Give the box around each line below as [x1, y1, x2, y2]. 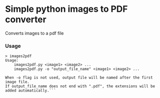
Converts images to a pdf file [5, 30, 64, 36]
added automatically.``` [5, 88, 56, 93]
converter [5, 14, 47, 25]
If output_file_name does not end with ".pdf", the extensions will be [5, 84, 155, 89]
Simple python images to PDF [5, 3, 128, 15]
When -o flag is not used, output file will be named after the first [5, 75, 153, 80]
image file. [5, 80, 30, 85]
